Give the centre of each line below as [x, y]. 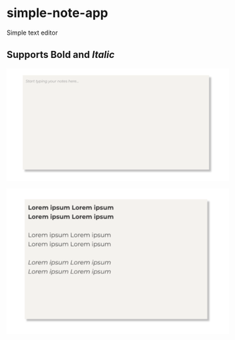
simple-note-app [58, 13]
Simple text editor [32, 33]
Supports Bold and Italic [61, 55]
